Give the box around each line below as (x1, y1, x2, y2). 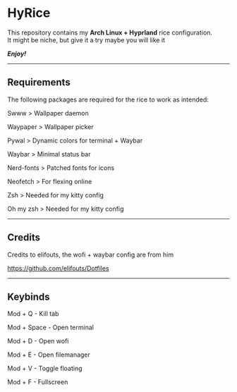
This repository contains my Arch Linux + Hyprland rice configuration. (7, 28, 213, 37)
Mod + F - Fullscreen (7, 378, 68, 386)
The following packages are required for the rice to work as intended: (7, 95, 209, 104)
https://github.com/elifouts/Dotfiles (7, 264, 109, 272)
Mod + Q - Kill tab (7, 310, 59, 318)
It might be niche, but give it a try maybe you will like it (7, 35, 166, 44)
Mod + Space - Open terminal (7, 323, 94, 332)
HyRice (7, 5, 51, 21)
